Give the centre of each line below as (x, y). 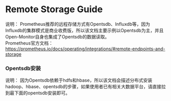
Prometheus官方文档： (29, 43)
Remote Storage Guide (54, 9)
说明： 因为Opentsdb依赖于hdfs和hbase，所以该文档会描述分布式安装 (79, 80)
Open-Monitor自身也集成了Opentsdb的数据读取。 (57, 37)
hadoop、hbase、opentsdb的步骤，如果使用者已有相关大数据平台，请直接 (83, 87)
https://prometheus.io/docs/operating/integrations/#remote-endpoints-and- (85, 49)
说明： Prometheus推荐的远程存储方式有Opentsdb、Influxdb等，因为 (78, 24)
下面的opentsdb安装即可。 (42, 93)
